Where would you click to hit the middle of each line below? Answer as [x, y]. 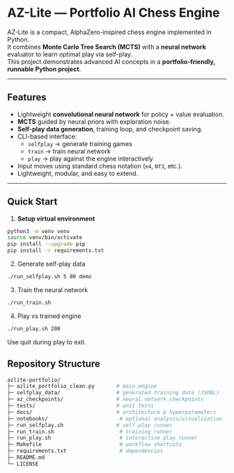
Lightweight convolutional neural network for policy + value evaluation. [121, 114]
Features [27, 98]
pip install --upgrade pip [46, 244]
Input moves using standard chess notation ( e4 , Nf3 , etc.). [100, 166]
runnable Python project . [44, 69]
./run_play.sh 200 [34, 328]
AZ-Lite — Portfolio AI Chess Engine [114, 13]
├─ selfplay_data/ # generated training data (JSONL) [113, 393]
